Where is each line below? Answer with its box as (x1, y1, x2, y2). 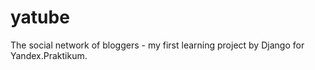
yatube (10, 6, 70, 29)
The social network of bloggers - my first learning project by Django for (10, 39, 305, 51)
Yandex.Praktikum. (10, 49, 88, 61)
